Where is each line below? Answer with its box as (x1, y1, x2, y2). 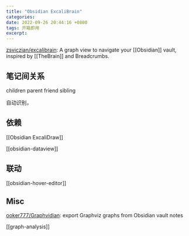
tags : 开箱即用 (6, 25, 40, 31)
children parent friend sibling (6, 87, 76, 94)
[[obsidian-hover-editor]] (6, 179, 67, 186)
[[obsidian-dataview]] (6, 145, 59, 152)
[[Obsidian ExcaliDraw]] (6, 134, 63, 141)
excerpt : (6, 30, 28, 36)
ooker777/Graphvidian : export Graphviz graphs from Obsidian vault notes (6, 212, 183, 219)
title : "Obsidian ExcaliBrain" (6, 8, 83, 15)
